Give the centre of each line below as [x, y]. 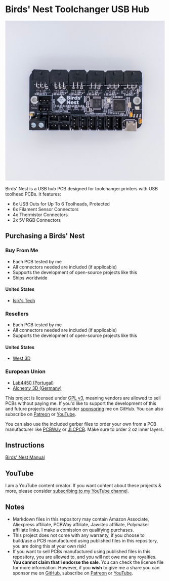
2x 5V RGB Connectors [37, 220]
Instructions [25, 445]
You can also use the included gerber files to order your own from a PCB [81, 424]
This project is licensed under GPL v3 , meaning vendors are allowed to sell [83, 398]
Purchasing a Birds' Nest [45, 236]
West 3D [22, 358]
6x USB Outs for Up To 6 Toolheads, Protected [61, 203]
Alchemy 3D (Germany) [37, 388]
